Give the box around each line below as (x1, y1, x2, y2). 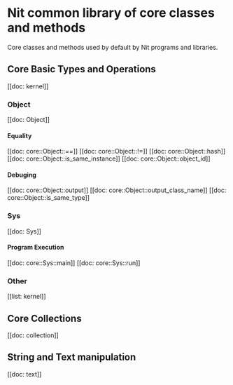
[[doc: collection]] (7, 331, 59, 339)
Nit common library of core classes (7, 5, 215, 21)
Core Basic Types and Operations (7, 63, 156, 75)
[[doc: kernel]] (7, 82, 49, 90)
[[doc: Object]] (7, 116, 50, 124)
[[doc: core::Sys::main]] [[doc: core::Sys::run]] (7, 258, 141, 267)
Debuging (7, 170, 37, 179)
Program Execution (7, 243, 64, 252)
